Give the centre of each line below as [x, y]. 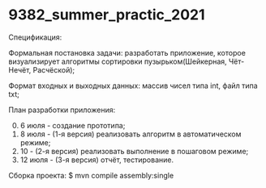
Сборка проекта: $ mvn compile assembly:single [91, 175]
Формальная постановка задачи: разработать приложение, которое [127, 52]
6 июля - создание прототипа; [73, 125]
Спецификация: [35, 37]
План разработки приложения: [62, 110]
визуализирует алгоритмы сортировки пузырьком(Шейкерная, [118, 61]
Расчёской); [54, 69]
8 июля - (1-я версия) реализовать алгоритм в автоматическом [131, 134]
